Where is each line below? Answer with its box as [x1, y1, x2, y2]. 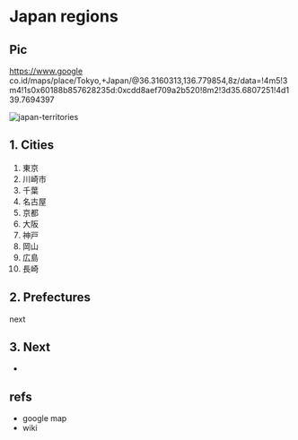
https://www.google [9, 65, 83, 76]
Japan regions [9, 6, 118, 27]
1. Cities [9, 137, 55, 153]
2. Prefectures [9, 289, 92, 306]
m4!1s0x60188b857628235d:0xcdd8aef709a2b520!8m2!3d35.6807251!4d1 [9, 85, 290, 95]
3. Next [9, 340, 51, 355]
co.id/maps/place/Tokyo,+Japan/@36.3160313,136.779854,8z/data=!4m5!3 [9, 75, 288, 86]
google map [22, 413, 67, 424]
